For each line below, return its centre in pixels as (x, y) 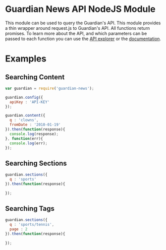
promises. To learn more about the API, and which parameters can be (76, 33)
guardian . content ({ (25, 116)
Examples (26, 59)
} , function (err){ (24, 138)
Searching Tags (30, 209)
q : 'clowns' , (24, 120)
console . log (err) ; (29, 143)
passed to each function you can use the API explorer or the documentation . (83, 39)
